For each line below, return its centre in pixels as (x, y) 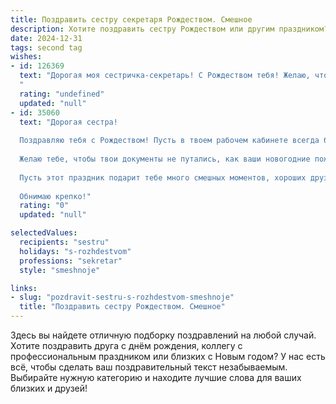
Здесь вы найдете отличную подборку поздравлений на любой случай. (163, 335)
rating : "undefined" (62, 94)
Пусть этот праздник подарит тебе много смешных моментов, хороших (163, 177)
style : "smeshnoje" (60, 270)
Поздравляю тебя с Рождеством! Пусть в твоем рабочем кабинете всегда (169, 141)
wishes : (26, 57)
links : (24, 288)
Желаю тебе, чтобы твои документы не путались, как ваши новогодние (165, 159)
